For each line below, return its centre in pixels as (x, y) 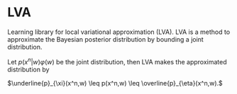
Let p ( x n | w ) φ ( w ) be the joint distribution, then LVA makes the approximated (117, 61)
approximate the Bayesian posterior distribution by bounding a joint (105, 39)
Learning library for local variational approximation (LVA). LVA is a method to (119, 32)
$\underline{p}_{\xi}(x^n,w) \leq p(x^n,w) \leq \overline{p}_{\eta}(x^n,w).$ (115, 83)
